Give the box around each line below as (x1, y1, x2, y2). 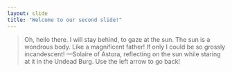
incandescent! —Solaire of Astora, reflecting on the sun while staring (24, 49, 221, 58)
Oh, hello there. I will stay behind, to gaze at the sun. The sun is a (24, 35, 211, 43)
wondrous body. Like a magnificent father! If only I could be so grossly (24, 43, 226, 51)
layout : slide (7, 10, 48, 17)
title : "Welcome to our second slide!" (7, 16, 123, 23)
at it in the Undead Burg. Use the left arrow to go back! (24, 57, 181, 65)
